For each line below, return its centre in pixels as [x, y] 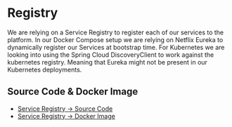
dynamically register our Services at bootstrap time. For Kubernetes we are [116, 47]
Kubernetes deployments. [45, 69]
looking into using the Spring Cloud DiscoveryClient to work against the [111, 55]
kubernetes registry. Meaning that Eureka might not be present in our [107, 62]
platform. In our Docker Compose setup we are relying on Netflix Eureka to [115, 39]
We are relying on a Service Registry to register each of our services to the [116, 32]
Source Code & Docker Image [73, 92]
